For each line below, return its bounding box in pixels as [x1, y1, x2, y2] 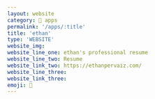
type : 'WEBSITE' [7, 36, 54, 43]
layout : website [7, 10, 54, 17]
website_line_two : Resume [7, 56, 82, 63]
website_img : [7, 43, 45, 49]
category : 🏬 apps [7, 17, 58, 24]
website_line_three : [7, 68, 68, 75]
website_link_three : [7, 75, 68, 82]
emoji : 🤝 [7, 82, 33, 89]
